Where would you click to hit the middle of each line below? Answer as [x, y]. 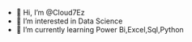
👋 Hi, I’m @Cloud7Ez [50, 13]
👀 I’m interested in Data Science [69, 21]
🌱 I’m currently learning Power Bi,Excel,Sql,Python [100, 29]
